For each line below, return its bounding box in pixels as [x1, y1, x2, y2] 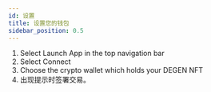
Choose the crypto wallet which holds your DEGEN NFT [19, 66, 204, 75]
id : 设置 [8, 11, 35, 20]
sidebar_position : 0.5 [8, 26, 84, 34]
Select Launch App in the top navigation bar [19, 49, 165, 58]
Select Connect [19, 57, 71, 66]
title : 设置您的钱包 [8, 19, 70, 27]
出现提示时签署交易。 [19, 75, 90, 85]
